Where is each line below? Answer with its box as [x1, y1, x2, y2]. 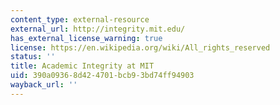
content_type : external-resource [10, 14, 150, 25]
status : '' [10, 52, 56, 62]
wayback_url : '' [10, 80, 78, 90]
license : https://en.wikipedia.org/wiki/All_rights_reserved [10, 42, 271, 53]
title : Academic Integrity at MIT [10, 61, 155, 71]
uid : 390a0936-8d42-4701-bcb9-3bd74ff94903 [10, 71, 195, 81]
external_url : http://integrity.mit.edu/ [10, 24, 186, 34]
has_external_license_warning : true [10, 33, 163, 43]
